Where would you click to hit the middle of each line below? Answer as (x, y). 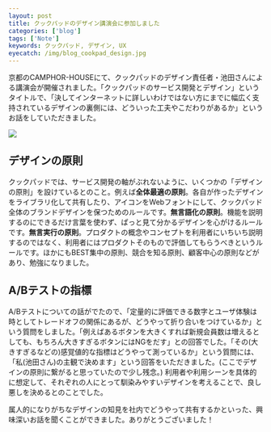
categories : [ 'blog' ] (45, 31)
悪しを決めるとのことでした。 (58, 392)
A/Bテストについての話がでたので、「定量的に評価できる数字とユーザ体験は (133, 311)
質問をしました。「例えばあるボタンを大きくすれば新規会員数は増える (138, 331)
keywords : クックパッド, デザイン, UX (68, 46)
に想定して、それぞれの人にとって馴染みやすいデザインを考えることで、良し (135, 382)
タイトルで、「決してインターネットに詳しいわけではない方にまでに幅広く (131, 97)
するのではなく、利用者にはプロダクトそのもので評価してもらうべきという (132, 242)
